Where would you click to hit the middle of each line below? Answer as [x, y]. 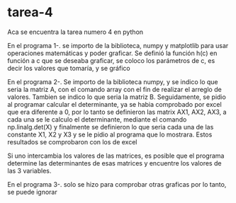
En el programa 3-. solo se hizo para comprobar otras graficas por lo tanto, [117, 184]
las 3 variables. [29, 170]
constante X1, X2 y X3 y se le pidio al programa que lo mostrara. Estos [110, 134]
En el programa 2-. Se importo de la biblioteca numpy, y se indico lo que [113, 81]
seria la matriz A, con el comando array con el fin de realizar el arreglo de [114, 89]
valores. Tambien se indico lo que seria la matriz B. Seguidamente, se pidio [117, 97]
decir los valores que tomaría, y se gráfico [69, 68]
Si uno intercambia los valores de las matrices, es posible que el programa [116, 156]
